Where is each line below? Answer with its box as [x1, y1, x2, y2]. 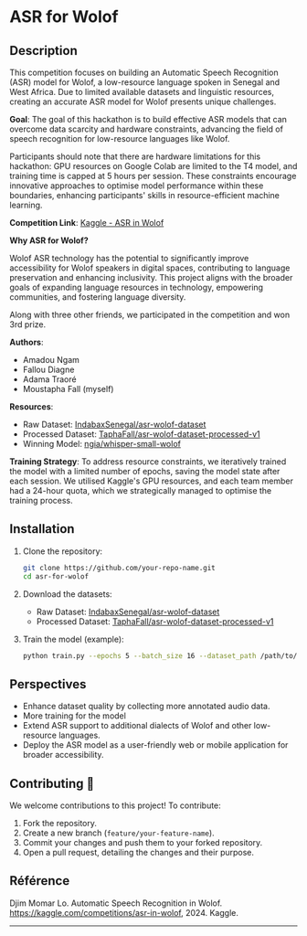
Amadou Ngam [22, 355, 80, 365]
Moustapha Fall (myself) [22, 384, 114, 394]
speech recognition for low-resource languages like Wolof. [9, 133, 230, 144]
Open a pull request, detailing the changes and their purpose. [22, 847, 254, 858]
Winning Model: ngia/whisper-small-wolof [22, 439, 181, 449]
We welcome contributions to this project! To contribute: [9, 800, 221, 811]
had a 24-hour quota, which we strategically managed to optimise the [9, 485, 272, 495]
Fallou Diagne [22, 364, 75, 375]
